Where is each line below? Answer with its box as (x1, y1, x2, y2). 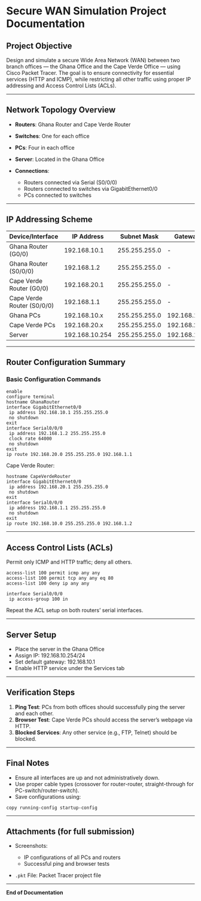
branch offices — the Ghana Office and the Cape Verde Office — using (6, 63, 181, 70)
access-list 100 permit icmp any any (6, 570, 100, 576)
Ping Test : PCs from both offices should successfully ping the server (14, 703, 185, 710)
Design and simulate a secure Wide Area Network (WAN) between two (6, 57, 181, 63)
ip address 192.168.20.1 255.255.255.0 (8, 484, 109, 490)
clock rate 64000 (8, 436, 52, 442)
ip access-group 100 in (8, 596, 68, 602)
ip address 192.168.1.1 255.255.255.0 (8, 505, 106, 511)
